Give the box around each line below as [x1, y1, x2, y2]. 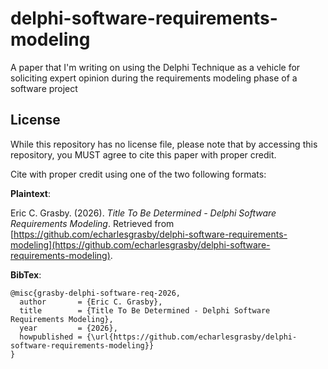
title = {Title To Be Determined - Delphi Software [19, 305, 271, 316]
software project [10, 82, 78, 94]
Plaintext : [10, 187, 52, 199]
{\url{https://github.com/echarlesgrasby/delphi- [86, 332, 298, 342]
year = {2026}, [19, 323, 118, 333]
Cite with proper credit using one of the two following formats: [10, 168, 267, 180]
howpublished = [19, 332, 83, 342]
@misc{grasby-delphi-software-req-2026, [10, 288, 182, 298]
